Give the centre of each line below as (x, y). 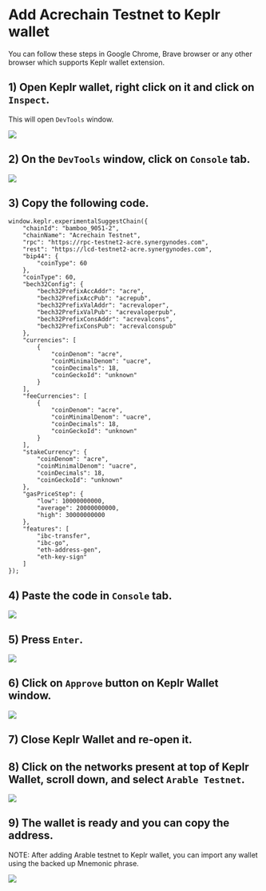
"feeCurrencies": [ (55, 396)
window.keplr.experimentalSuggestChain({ (78, 221)
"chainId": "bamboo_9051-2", (71, 229)
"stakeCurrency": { (55, 452)
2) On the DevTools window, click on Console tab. (129, 159)
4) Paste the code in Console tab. (90, 596)
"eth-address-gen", (69, 550)
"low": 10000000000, (71, 501)
